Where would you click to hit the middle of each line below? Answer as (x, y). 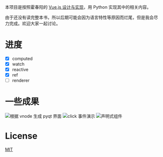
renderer (21, 80)
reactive (20, 70)
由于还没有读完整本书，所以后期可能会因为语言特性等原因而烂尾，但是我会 (79, 17)
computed (22, 58)
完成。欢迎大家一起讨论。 (35, 24)
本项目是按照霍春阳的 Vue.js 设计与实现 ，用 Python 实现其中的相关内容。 (78, 7)
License (21, 136)
